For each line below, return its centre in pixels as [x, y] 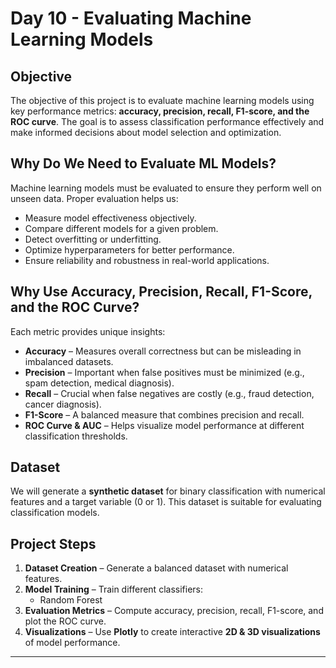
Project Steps [53, 543]
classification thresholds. [76, 436]
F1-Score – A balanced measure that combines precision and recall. [164, 414]
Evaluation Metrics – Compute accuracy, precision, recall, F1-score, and [174, 611]
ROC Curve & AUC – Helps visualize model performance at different [164, 425]
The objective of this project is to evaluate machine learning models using [162, 100]
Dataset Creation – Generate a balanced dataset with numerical [156, 568]
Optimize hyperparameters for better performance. [129, 249]
